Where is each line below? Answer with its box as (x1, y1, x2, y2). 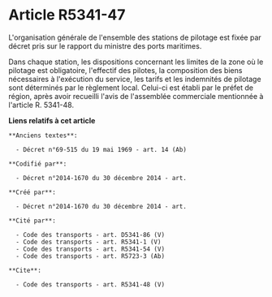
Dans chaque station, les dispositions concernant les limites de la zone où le (8, 57, 264, 67)
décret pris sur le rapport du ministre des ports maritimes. (8, 41, 202, 50)
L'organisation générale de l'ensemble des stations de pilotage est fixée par (8, 32, 261, 42)
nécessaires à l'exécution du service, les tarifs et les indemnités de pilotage (8, 74, 261, 84)
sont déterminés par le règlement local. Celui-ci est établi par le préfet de (8, 83, 254, 93)
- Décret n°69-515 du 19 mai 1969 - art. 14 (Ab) (15, 145, 187, 153)
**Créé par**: (8, 188, 57, 196)
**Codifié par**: (8, 160, 67, 168)
